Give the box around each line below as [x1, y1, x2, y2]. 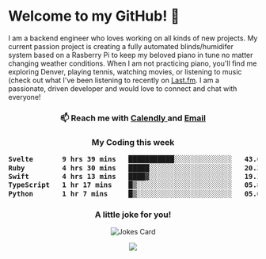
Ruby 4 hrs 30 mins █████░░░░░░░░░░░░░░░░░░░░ [8, 163, 233, 173]
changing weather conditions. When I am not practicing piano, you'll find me [8, 59, 257, 68]
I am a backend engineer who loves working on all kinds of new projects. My [8, 33, 258, 43]
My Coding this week [91, 136, 175, 147]
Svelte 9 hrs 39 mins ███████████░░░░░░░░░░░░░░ [8, 154, 233, 164]
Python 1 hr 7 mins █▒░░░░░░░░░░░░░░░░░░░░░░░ [8, 189, 233, 198]
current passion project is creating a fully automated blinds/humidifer [8, 41, 234, 51]
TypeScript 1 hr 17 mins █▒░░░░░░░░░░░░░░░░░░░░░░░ [8, 181, 233, 189]
